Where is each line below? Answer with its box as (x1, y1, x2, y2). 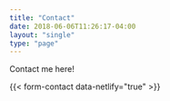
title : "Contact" (9, 13, 75, 23)
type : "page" (9, 38, 59, 48)
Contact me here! (9, 64, 75, 75)
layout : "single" (9, 30, 75, 39)
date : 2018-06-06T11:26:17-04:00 (9, 22, 136, 31)
